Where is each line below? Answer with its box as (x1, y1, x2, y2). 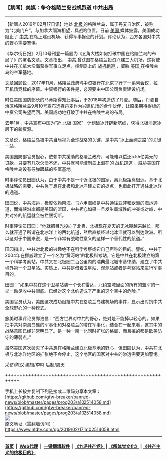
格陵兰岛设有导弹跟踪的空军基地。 (5, 166, 75, 172)
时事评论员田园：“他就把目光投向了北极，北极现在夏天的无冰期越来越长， (5, 223, 156, 229)
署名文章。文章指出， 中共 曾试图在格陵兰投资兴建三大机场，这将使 (22, 57, 160, 63)
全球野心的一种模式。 (5, 305, 49, 311)
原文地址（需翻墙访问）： (5, 421, 56, 427)
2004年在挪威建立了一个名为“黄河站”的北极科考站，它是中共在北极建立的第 (5, 252, 160, 258)
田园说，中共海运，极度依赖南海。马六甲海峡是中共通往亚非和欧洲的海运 (5, 200, 153, 206)
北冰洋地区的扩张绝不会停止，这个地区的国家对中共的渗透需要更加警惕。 (13, 351, 162, 357)
